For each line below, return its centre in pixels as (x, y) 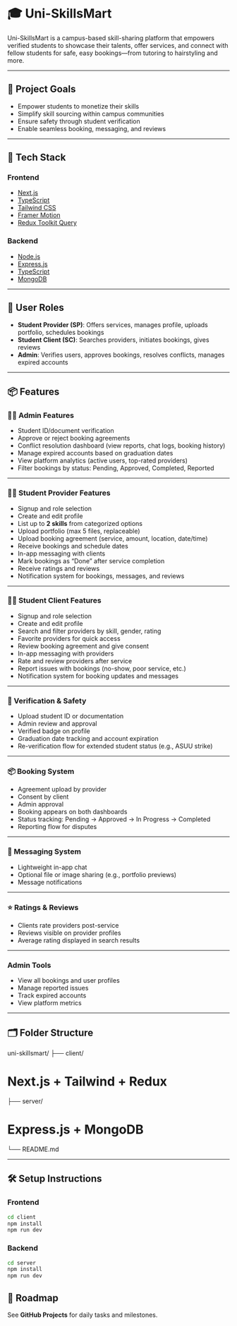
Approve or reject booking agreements (74, 438)
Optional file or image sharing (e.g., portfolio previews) (97, 874)
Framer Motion (39, 215)
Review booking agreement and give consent (83, 646)
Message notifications (50, 882)
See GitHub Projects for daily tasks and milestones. (83, 1315)
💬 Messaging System (44, 852)
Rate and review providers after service (75, 661)
